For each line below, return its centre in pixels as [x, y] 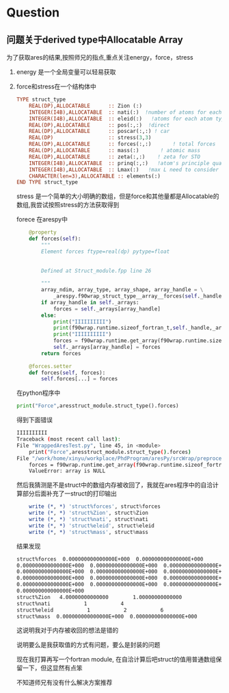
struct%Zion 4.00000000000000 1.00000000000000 [99, 597]
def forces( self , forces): [67, 373]
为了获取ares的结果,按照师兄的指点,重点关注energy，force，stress [100, 57]
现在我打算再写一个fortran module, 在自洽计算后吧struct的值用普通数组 [116, 659]
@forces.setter [51, 366]
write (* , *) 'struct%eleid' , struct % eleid [92, 526]
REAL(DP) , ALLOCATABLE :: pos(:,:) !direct [99, 125]
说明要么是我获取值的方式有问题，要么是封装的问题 [88, 645]
